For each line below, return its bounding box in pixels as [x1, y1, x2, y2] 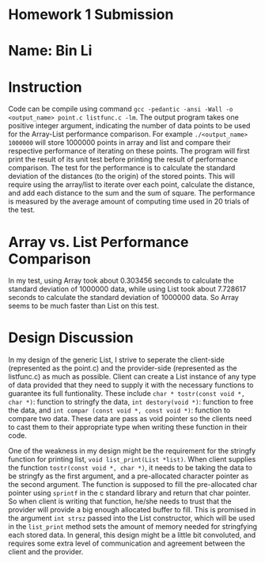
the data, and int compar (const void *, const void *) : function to [8, 405, 231, 415]
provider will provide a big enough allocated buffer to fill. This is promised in [8, 505, 256, 515]
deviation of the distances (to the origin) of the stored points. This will [8, 172, 236, 181]
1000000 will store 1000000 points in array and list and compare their [8, 138, 231, 147]
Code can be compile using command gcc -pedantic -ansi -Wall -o [8, 105, 233, 114]
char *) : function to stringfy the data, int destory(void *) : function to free [8, 398, 254, 407]
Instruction [8, 78, 82, 96]
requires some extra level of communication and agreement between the [8, 538, 245, 548]
